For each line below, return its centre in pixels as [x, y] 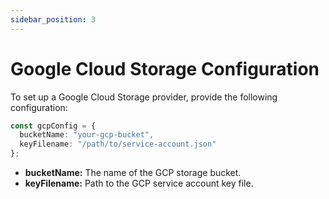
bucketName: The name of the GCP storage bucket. [133, 173]
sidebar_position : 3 [53, 19]
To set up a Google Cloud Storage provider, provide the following [144, 97]
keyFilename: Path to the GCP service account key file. [139, 183]
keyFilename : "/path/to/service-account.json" [118, 144]
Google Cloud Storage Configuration [165, 68]
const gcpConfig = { [53, 126]
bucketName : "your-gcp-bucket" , [87, 135]
